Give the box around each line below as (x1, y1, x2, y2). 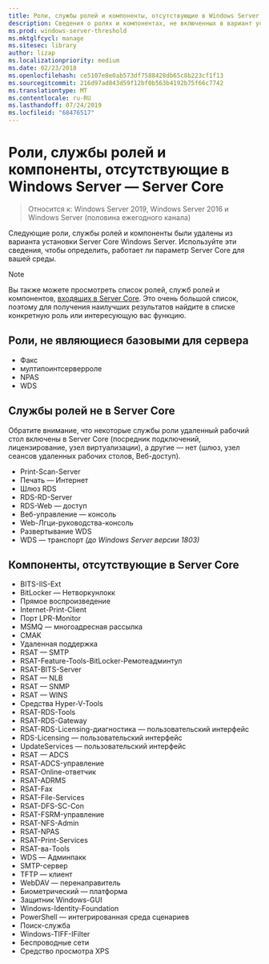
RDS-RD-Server (19, 492, 73, 502)
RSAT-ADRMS (19, 776, 66, 786)
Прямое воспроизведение (19, 596, 110, 607)
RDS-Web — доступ (19, 500, 87, 510)
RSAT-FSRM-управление (19, 810, 105, 819)
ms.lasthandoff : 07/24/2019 (8, 101, 102, 109)
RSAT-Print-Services (19, 835, 88, 845)
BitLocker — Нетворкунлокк (19, 588, 116, 598)
